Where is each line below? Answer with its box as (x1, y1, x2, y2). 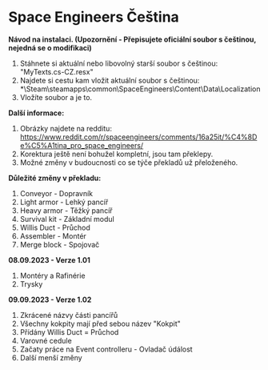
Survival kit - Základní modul (19, 214, 114, 223)
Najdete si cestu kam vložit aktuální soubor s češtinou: (19, 75, 200, 85)
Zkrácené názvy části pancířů (19, 310, 118, 320)
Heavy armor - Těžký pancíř (19, 205, 114, 215)
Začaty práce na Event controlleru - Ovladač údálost (19, 344, 194, 354)
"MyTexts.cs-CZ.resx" (19, 66, 94, 76)
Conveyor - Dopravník (19, 188, 94, 198)
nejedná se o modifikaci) (8, 42, 92, 52)
